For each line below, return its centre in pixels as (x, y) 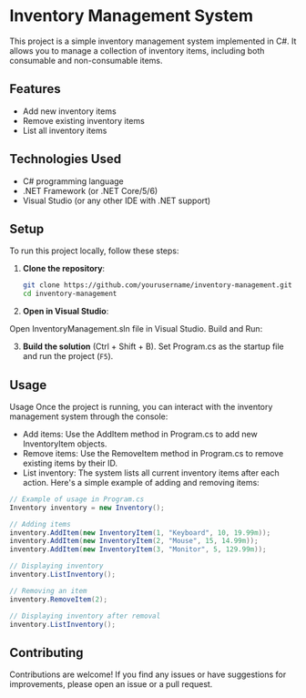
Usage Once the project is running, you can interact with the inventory (141, 406)
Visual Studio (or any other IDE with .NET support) (117, 200)
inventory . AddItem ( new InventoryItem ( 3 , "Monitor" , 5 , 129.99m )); (138, 549)
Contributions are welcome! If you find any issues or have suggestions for (148, 674)
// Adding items (40, 524)
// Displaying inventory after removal (85, 616)
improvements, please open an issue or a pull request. (111, 684)
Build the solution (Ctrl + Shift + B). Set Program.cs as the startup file (153, 346)
